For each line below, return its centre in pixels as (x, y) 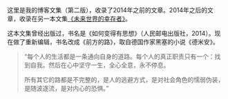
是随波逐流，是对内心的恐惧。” (66, 88)
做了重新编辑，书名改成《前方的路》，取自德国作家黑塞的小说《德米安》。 (116, 42)
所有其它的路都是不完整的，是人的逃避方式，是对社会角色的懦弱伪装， (124, 80)
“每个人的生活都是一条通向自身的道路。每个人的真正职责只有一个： (119, 56)
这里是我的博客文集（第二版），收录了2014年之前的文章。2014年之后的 (107, 10)
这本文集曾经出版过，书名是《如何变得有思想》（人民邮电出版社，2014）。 (111, 33)
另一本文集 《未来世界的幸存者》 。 (84, 19)
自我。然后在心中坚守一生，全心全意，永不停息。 (100, 65)
